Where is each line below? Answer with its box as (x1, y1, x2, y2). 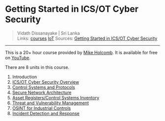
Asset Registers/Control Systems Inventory (12, 94, 100, 100)
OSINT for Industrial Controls (12, 105, 71, 111)
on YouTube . (5, 55, 31, 60)
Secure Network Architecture (12, 90, 72, 95)
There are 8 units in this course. (5, 64, 70, 70)
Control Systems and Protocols (12, 84, 75, 90)
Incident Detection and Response (12, 110, 80, 116)
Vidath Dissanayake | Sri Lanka (17, 30, 80, 36)
